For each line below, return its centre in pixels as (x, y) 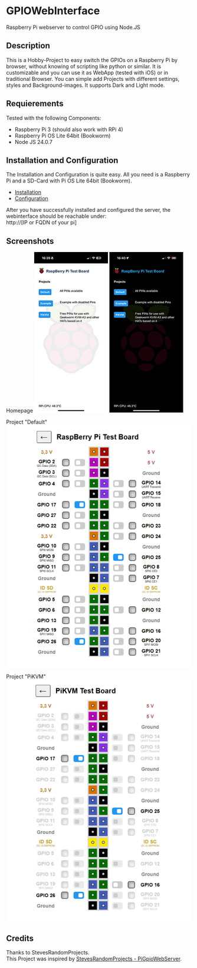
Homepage (20, 411)
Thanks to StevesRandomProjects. (48, 953)
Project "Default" (27, 422)
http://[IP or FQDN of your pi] (42, 223)
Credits (20, 938)
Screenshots (30, 241)
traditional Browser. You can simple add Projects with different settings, (93, 79)
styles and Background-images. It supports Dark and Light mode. (86, 85)
